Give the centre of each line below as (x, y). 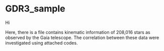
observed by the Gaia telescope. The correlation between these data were (82, 37)
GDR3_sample (35, 9)
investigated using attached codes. (42, 42)
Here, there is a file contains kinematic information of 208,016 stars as (78, 32)
